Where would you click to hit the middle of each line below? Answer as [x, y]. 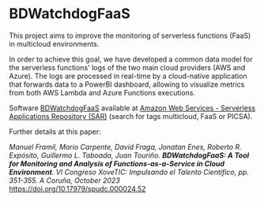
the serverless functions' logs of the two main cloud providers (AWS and [127, 67]
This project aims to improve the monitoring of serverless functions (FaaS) [130, 35]
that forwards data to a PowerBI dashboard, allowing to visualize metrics [127, 84]
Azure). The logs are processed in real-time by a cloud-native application [128, 76]
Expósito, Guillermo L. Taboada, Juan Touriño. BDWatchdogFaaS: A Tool [129, 155]
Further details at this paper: [55, 132]
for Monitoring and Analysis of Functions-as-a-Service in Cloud [117, 163]
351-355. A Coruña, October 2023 [65, 180]
